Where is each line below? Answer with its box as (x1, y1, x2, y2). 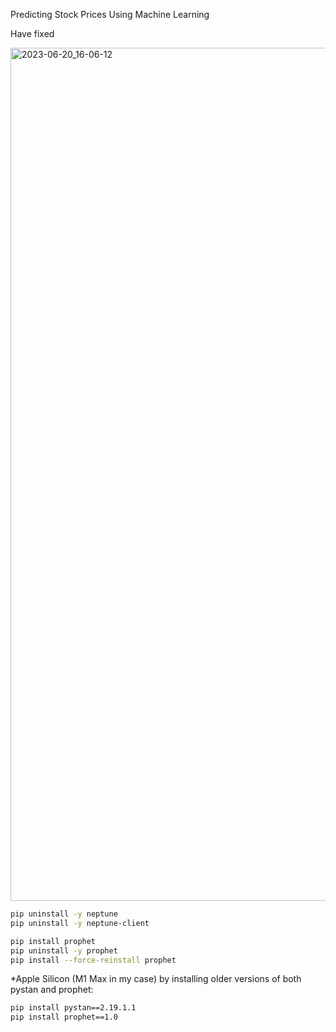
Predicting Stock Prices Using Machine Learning (10, 9, 210, 20)
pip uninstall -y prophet (10, 945, 118, 956)
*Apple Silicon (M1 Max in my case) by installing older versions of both (10, 973, 302, 985)
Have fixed (10, 28, 55, 39)
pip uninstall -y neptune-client (10, 918, 150, 928)
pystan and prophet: (10, 984, 94, 996)
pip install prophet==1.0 (10, 1012, 118, 1023)
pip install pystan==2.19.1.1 (10, 1003, 137, 1013)
